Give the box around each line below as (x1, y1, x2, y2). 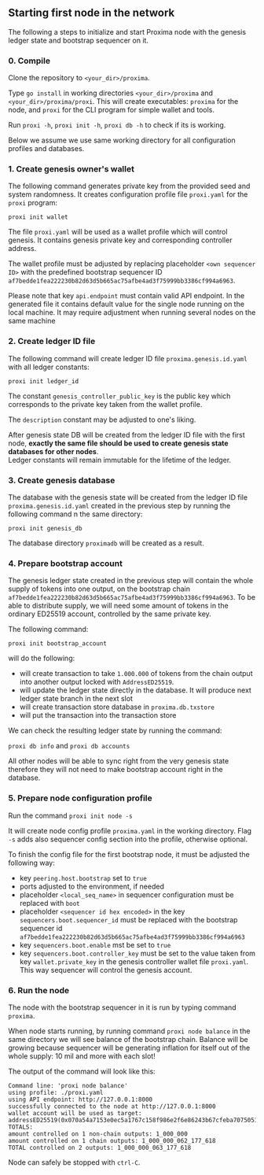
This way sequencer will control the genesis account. (19, 965, 192, 974)
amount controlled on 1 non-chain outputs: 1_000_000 (8, 1129, 189, 1138)
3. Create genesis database (8, 475, 115, 486)
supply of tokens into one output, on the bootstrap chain (8, 584, 191, 593)
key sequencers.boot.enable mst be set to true (19, 940, 171, 949)
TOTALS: (8, 1123, 34, 1131)
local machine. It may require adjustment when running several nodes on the (8, 308, 256, 317)
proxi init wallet (8, 213, 68, 221)
